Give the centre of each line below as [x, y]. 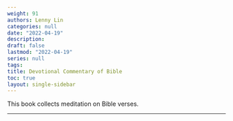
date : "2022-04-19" [35, 33]
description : [26, 39]
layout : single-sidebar [42, 84]
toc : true [21, 78]
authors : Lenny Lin [35, 20]
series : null [26, 59]
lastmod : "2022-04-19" [40, 53]
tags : [15, 65]
